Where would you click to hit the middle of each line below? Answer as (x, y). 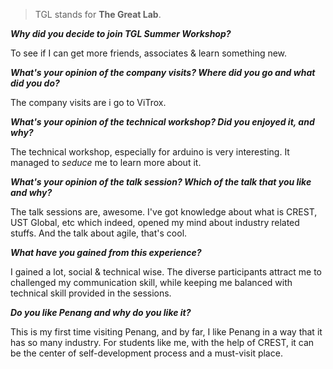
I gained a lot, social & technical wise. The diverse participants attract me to (166, 272)
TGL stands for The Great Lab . (98, 14)
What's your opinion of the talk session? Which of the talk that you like (161, 182)
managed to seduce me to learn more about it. (106, 162)
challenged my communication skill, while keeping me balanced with (151, 282)
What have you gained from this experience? (106, 252)
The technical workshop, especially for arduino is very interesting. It (150, 152)
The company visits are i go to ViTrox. (88, 102)
